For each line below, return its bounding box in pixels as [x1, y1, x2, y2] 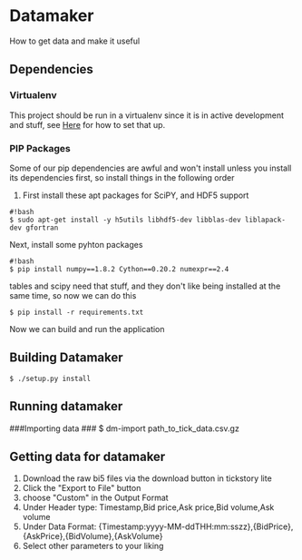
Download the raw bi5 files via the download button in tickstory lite [22, 473, 272, 484]
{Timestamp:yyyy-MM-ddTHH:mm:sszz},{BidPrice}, [98, 521, 294, 532]
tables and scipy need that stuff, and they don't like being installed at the [9, 280, 281, 291]
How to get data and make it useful [9, 35, 141, 46]
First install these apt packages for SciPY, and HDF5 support [22, 190, 249, 201]
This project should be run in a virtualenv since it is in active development [9, 110, 284, 121]
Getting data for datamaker [9, 448, 166, 464]
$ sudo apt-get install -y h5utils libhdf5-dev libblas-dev [9, 215, 242, 224]
